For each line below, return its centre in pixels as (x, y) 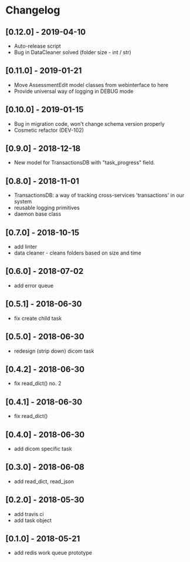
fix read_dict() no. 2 (38, 383)
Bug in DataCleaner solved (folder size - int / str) (72, 52)
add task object (33, 520)
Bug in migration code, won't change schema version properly (89, 123)
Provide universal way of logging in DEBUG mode (74, 91)
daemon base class (38, 214)
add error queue (34, 285)
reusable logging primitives (47, 208)
